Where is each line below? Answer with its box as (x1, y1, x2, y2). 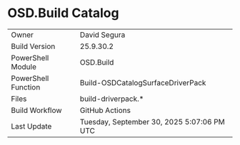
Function (11, 82, 41, 92)
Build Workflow (11, 105, 62, 115)
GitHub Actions (79, 105, 131, 115)
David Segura (79, 30, 126, 40)
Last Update (11, 121, 52, 131)
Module (11, 62, 37, 72)
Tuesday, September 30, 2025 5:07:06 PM (79, 117, 225, 127)
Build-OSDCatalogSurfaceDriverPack (79, 77, 206, 87)
